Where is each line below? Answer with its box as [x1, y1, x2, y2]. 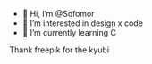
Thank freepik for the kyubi [9, 44, 110, 55]
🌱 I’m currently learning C [21, 28, 117, 37]
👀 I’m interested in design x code [21, 18, 143, 28]
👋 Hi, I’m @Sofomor [21, 9, 95, 19]
